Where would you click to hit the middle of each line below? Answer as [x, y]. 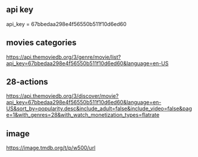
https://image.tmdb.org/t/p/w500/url [51, 148]
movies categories [41, 43]
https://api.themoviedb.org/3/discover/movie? [62, 96]
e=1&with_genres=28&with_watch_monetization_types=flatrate [83, 115]
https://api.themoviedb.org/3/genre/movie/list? [64, 57]
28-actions [27, 82]
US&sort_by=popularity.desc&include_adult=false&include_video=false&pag [99, 108]
